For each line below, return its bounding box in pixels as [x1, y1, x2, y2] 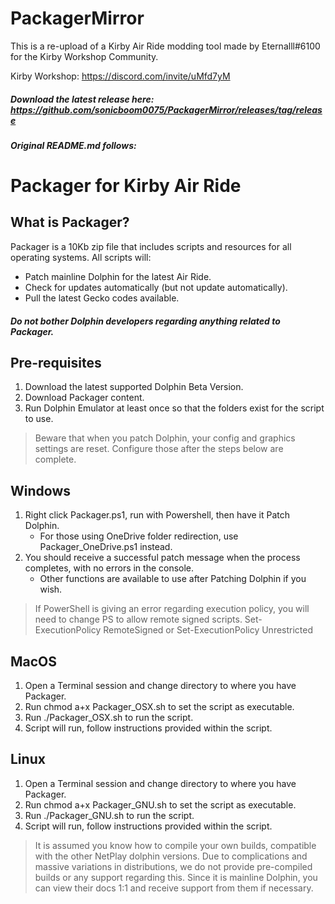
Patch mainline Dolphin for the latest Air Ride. [24, 270, 212, 282]
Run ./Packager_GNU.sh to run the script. [24, 809, 195, 821]
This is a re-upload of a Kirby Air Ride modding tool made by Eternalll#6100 [10, 40, 321, 52]
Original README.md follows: [10, 139, 137, 151]
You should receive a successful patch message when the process [24, 552, 301, 564]
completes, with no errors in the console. [24, 562, 195, 574]
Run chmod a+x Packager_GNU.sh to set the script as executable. [24, 798, 297, 811]
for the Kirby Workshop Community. [10, 50, 159, 62]
